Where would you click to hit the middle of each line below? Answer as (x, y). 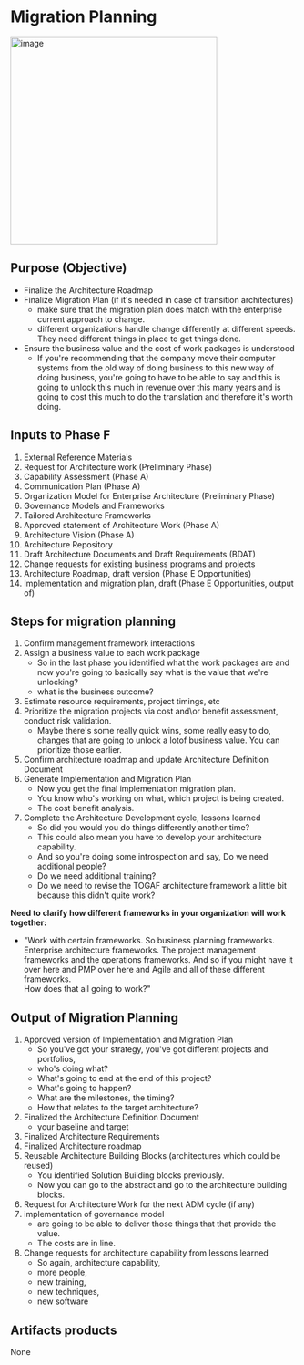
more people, (62, 1272)
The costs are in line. (76, 1244)
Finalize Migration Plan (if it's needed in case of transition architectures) (158, 299)
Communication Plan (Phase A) (82, 486)
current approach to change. (91, 319)
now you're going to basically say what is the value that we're (152, 672)
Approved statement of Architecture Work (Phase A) (122, 525)
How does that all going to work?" (87, 989)
